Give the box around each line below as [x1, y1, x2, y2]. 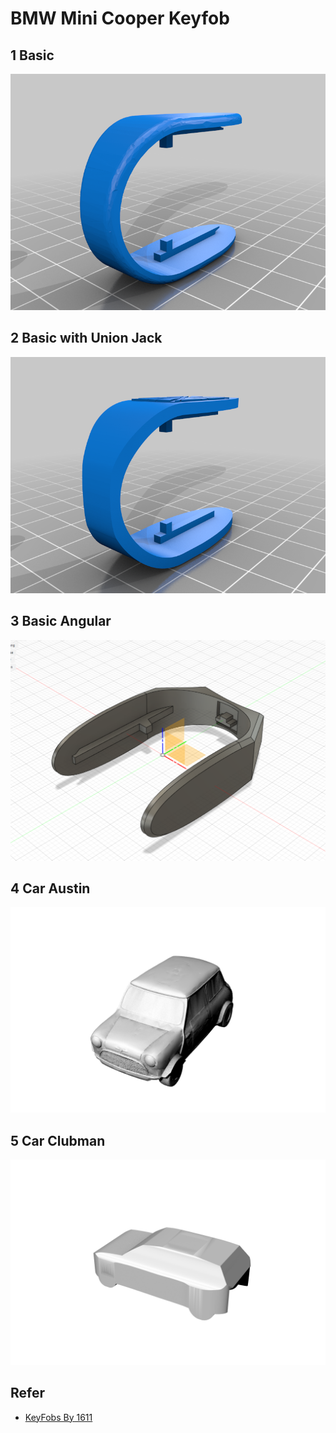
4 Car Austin [10, 880, 91, 897]
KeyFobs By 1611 [24, 1411, 93, 1423]
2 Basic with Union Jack [10, 330, 163, 347]
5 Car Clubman [10, 1132, 106, 1149]
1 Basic [10, 47, 55, 64]
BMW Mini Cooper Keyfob [10, 7, 230, 30]
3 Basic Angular [10, 613, 112, 630]
